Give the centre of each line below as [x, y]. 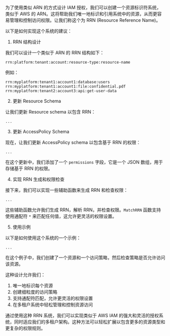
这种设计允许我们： [25, 275]
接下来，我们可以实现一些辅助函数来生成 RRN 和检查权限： [67, 190]
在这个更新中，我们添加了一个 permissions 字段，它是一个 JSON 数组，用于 [84, 162]
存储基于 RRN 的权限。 [29, 169]
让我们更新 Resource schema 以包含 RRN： [50, 112]
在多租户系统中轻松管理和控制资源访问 [53, 305]
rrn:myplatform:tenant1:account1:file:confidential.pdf [65, 87]
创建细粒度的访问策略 [35, 292]
